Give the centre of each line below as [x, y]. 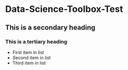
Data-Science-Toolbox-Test [64, 9]
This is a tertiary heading [36, 42]
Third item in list [29, 63]
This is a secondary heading [50, 28]
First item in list [28, 52]
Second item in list [32, 58]
